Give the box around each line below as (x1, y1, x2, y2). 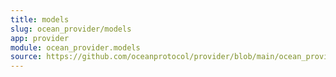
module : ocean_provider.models (10, 42, 141, 53)
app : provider (10, 33, 70, 43)
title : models (10, 14, 70, 25)
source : (10, 52, 43, 62)
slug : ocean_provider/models (10, 24, 132, 34)
